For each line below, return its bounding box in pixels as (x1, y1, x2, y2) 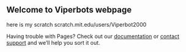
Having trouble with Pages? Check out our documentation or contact (6, 33, 179, 40)
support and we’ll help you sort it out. (6, 39, 100, 46)
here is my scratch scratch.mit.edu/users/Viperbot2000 (6, 21, 147, 28)
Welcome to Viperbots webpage (6, 5, 132, 15)
